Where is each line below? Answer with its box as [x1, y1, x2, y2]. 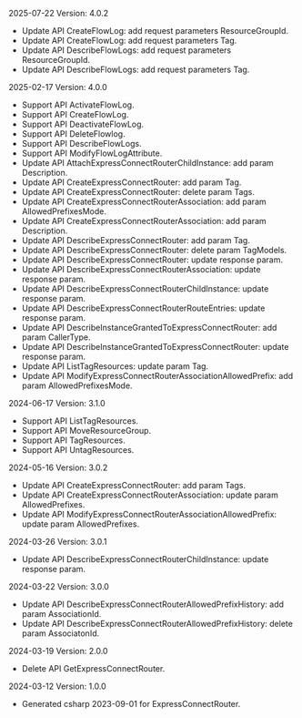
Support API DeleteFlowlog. [21, 128, 126, 139]
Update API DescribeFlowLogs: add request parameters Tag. [21, 64, 250, 75]
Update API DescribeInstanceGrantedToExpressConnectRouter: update [21, 342, 289, 352]
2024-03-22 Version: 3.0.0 [8, 581, 110, 591]
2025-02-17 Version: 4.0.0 [8, 82, 108, 92]
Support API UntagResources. [21, 445, 135, 455]
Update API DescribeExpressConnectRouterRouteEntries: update [21, 303, 266, 313]
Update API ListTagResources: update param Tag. [21, 361, 209, 372]
